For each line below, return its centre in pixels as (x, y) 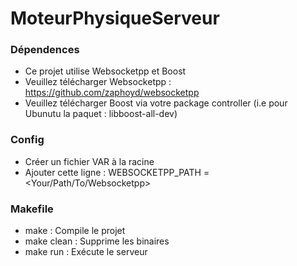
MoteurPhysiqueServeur (115, 18)
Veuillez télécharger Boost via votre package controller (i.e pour (156, 103)
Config (27, 140)
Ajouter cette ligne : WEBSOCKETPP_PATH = (117, 172)
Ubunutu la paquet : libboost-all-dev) (101, 114)
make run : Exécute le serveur (86, 252)
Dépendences (45, 50)
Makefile (32, 209)
